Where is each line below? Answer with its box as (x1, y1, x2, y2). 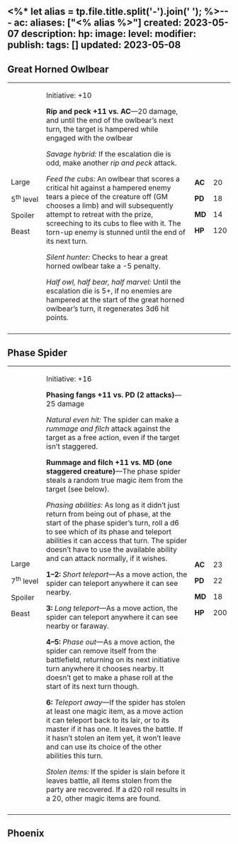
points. (45, 313, 69, 323)
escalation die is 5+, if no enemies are (45, 286, 172, 296)
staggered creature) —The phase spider (45, 466, 181, 476)
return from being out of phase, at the (45, 509, 171, 519)
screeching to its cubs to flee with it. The (45, 218, 181, 228)
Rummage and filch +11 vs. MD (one (45, 458, 172, 468)
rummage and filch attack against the (45, 424, 171, 434)
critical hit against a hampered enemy (45, 183, 171, 193)
